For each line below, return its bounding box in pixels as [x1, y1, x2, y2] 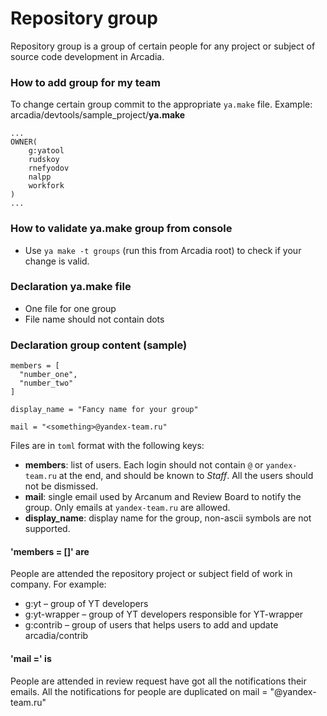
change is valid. [24, 255, 90, 267]
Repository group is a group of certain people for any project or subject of [10, 40, 316, 52]
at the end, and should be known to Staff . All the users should [58, 470, 314, 482]
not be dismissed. [24, 480, 99, 492]
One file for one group [24, 302, 117, 314]
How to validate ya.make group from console [10, 222, 233, 236]
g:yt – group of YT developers [24, 598, 149, 610]
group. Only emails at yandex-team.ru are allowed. [24, 502, 231, 514]
